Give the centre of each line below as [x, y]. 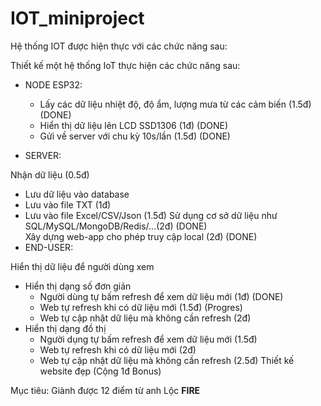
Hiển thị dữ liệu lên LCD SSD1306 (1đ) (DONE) [134, 125]
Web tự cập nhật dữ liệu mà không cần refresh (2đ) [145, 318]
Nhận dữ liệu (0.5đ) [50, 174]
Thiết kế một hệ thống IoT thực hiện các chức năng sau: [125, 65]
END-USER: [49, 247]
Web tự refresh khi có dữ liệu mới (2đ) [118, 349]
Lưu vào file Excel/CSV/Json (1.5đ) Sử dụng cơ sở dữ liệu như [151, 215]
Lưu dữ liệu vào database [77, 194]
